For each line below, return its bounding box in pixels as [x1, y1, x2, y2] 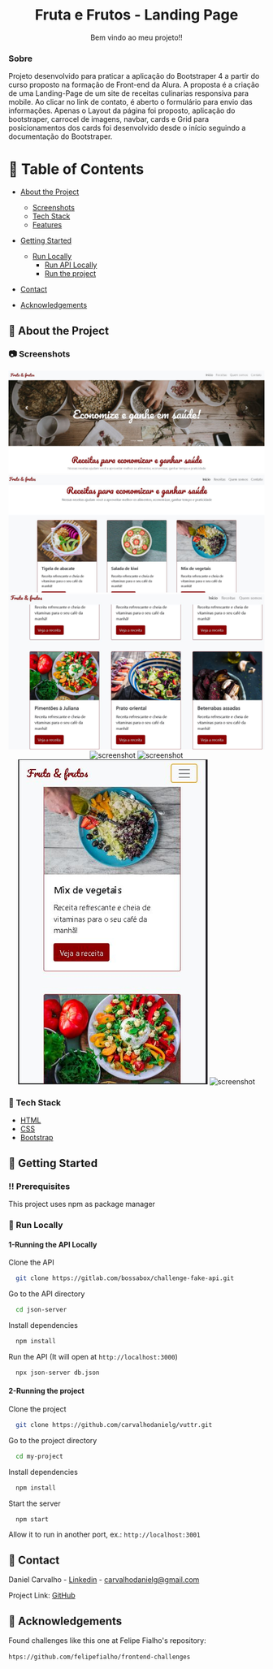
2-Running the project [8, 1386, 85, 1396]
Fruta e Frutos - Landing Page [34, 6, 239, 24]
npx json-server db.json [15, 1368, 100, 1377]
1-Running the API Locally [8, 1239, 97, 1249]
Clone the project [8, 1403, 67, 1414]
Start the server [8, 1498, 61, 1508]
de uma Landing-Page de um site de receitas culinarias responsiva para [8, 89, 249, 98]
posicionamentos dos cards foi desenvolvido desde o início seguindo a [8, 123, 246, 133]
